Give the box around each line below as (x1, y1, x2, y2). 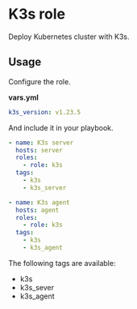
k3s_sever (19, 282, 55, 292)
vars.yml (8, 92, 39, 102)
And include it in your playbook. (8, 122, 114, 132)
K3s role (8, 5, 66, 24)
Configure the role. (8, 76, 71, 86)
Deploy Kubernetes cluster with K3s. (8, 32, 130, 41)
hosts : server (15, 146, 63, 154)
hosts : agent (15, 206, 60, 214)
